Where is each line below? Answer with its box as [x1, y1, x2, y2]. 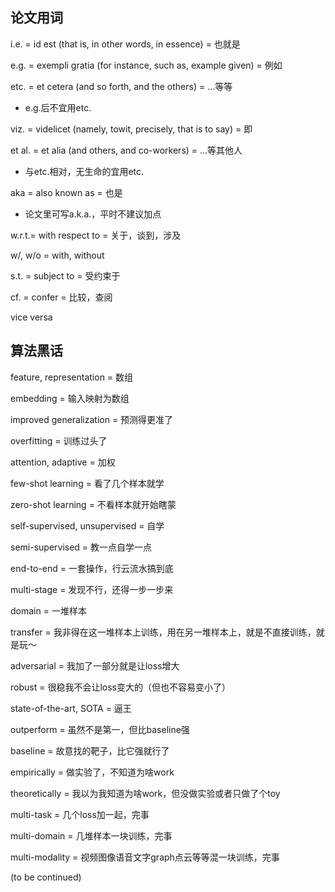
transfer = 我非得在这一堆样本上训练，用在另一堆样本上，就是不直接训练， [10, 626, 317, 638]
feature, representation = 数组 [10, 371, 134, 383]
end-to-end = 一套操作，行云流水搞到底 [10, 562, 174, 574]
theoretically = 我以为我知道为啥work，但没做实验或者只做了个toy [10, 787, 281, 799]
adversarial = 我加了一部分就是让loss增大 [10, 659, 180, 672]
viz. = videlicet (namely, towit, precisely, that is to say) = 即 [10, 123, 253, 135]
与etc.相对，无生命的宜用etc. [24, 165, 145, 177]
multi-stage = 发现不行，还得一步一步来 [10, 583, 174, 595]
